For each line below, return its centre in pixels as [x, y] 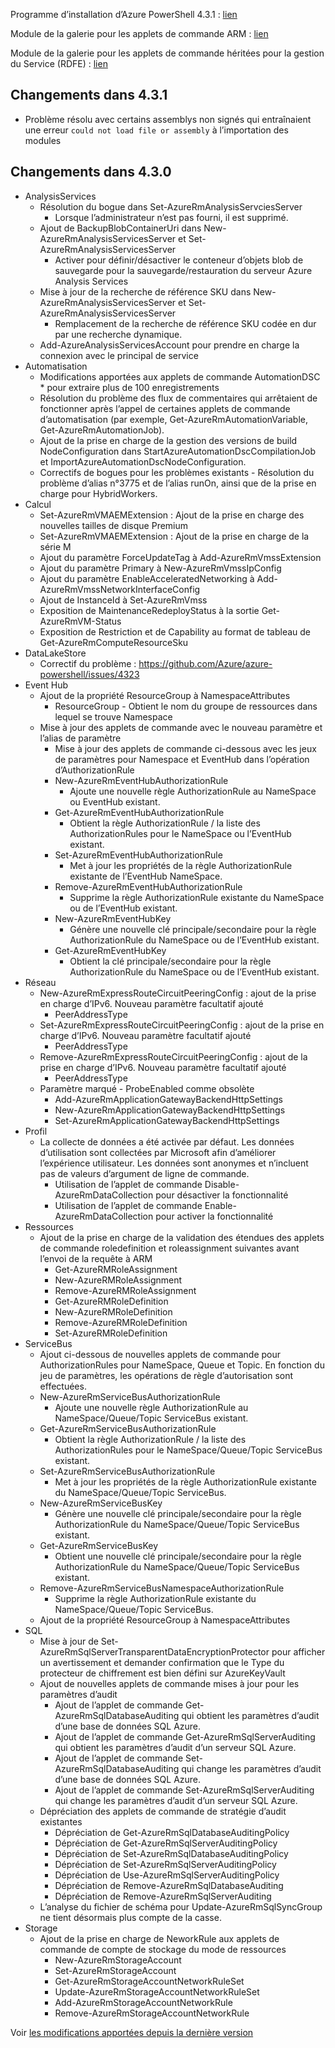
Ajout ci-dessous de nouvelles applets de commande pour [160, 1354]
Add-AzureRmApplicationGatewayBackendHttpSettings [168, 1099]
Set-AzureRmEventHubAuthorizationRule [138, 855]
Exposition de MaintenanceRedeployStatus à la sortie [149, 610]
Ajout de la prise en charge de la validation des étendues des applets [182, 1237]
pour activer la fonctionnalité [214, 1216]
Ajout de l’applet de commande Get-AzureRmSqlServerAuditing [185, 1736]
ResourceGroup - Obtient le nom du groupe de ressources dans [186, 706]
